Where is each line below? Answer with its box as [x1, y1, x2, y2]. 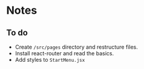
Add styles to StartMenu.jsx [15, 56, 85, 63]
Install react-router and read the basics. [15, 50, 114, 57]
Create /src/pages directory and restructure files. [15, 43, 138, 50]
